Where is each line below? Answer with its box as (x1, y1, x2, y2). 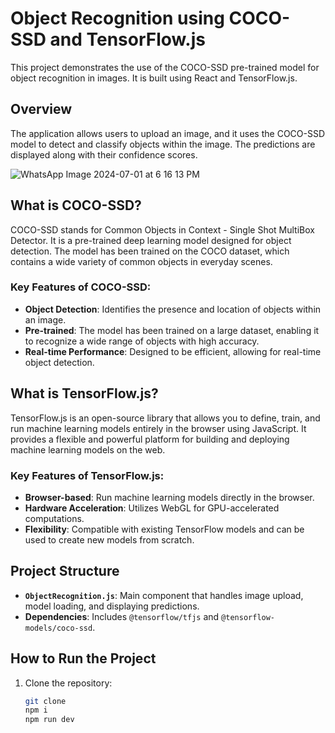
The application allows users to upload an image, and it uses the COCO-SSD (10, 127, 326, 139)
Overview (10, 101, 73, 118)
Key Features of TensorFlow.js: (10, 468, 165, 482)
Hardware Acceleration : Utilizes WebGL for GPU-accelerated (24, 502, 280, 514)
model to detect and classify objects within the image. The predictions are (10, 138, 316, 150)
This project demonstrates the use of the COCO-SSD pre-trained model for (10, 61, 320, 73)
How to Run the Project (10, 650, 157, 667)
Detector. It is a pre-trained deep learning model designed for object (10, 234, 292, 246)
